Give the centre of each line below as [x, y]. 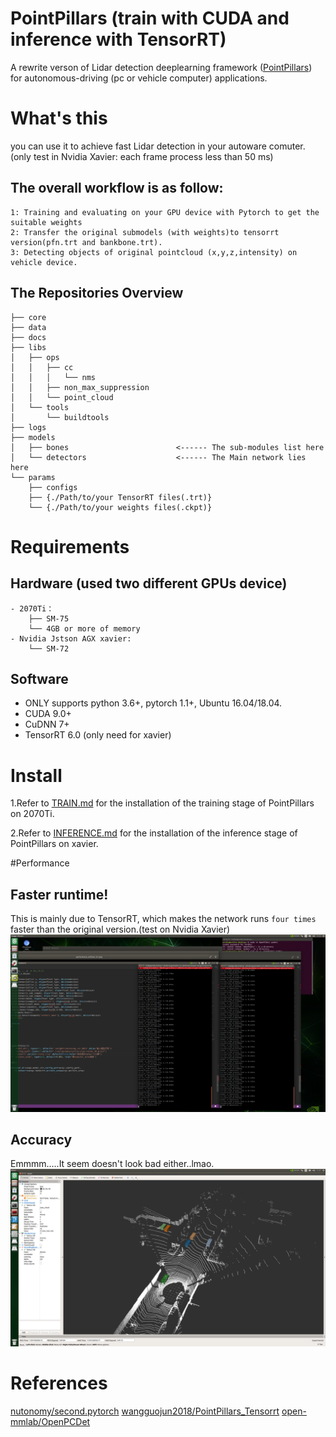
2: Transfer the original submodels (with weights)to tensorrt [145, 232]
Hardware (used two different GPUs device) [149, 583]
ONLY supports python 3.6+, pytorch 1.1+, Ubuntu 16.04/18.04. [153, 703]
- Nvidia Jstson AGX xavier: [71, 638]
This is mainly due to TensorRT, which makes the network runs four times [163, 919]
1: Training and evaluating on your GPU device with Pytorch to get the [165, 212]
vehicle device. [44, 262]
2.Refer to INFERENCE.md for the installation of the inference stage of [154, 833]
